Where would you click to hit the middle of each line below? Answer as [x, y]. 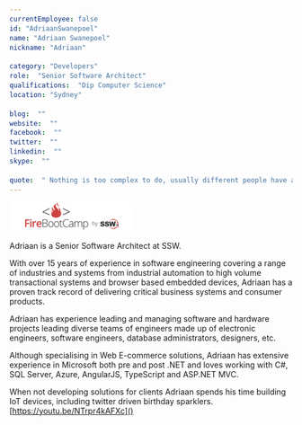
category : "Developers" [54, 66]
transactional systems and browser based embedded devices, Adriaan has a [151, 282]
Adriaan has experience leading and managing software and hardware [139, 318]
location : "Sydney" [46, 94]
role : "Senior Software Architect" [78, 76]
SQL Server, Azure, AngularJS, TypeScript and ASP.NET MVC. [124, 374]
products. [27, 301]
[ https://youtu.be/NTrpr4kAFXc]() [71, 411]
